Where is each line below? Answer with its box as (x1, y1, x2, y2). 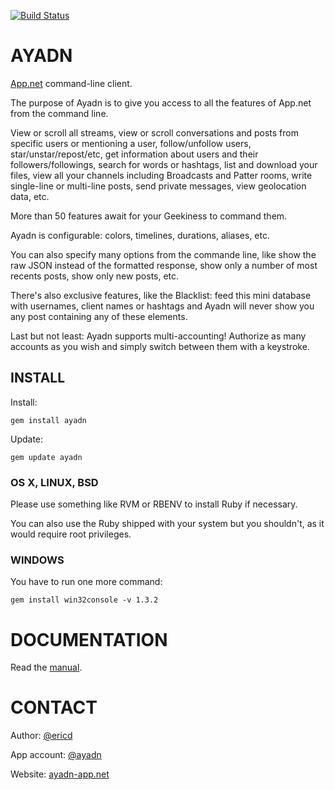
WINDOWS (10, 553, 65, 567)
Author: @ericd (10, 730, 73, 742)
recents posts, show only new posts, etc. (10, 270, 180, 282)
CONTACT (10, 696, 98, 719)
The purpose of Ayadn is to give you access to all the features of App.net (10, 96, 312, 109)
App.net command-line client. (10, 77, 133, 89)
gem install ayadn (10, 415, 87, 425)
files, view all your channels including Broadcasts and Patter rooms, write (10, 169, 313, 181)
